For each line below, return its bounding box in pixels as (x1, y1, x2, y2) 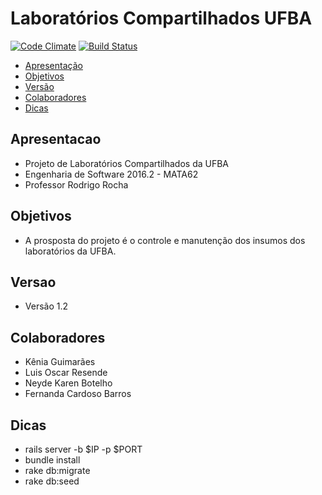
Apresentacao (10, 131, 102, 148)
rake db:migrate (24, 465, 91, 476)
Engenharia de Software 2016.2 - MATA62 (24, 168, 199, 180)
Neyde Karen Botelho (24, 377, 113, 389)
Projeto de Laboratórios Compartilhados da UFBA (24, 157, 230, 169)
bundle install (24, 454, 81, 466)
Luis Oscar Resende (24, 367, 108, 379)
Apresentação (24, 59, 83, 71)
